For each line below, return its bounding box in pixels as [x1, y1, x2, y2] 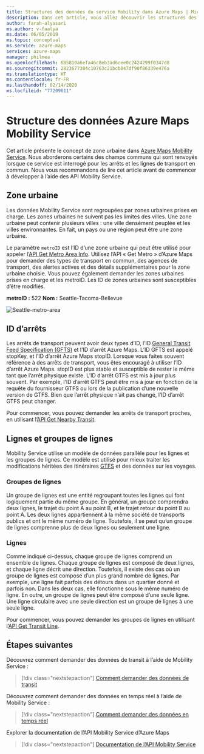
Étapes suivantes [6, 640, 73, 650]
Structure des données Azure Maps [6, 114, 189, 128]
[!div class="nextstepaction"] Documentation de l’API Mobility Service [21, 741, 196, 748]
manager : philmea [6, 54, 50, 60]
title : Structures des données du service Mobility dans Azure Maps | [6, 8, 189, 15]
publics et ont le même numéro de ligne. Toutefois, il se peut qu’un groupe [6, 517, 192, 525]
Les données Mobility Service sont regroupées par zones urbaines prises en [6, 206, 197, 214]
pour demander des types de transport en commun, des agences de [6, 257, 178, 264]
